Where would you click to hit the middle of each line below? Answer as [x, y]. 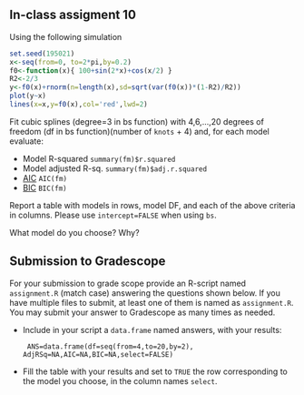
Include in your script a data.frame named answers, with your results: [152, 329]
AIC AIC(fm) [45, 177]
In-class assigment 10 [73, 15]
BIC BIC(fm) [45, 187]
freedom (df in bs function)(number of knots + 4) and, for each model [139, 131]
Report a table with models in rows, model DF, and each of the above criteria [152, 205]
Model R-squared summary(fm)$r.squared [99, 158]
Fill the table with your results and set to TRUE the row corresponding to [155, 371]
